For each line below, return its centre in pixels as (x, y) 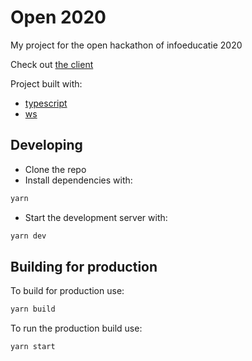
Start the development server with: (96, 217)
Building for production (84, 266)
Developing (46, 145)
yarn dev (28, 236)
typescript (46, 103)
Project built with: (46, 83)
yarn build (33, 309)
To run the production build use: (76, 328)
